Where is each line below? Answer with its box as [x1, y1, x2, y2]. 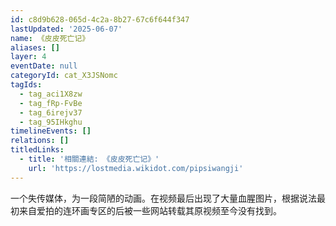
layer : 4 [10, 52, 47, 62]
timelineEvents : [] [10, 126, 92, 136]
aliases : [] [10, 42, 60, 53]
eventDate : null [10, 61, 78, 71]
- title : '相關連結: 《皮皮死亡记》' [19, 154, 160, 164]
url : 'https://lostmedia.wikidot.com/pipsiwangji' [28, 163, 244, 173]
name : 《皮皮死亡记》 [10, 33, 90, 43]
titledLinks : [10, 145, 65, 155]
